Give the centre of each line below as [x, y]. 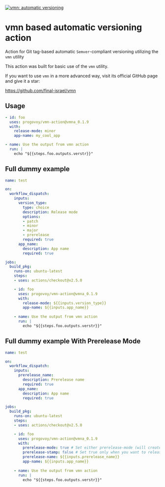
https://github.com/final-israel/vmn [41, 91]
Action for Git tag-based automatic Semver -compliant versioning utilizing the [82, 51]
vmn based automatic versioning [74, 28]
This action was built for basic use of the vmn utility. [57, 66]
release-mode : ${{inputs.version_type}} [65, 303]
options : [32, 216]
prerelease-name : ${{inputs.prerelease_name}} [71, 457]
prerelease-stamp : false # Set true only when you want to [84, 453]
